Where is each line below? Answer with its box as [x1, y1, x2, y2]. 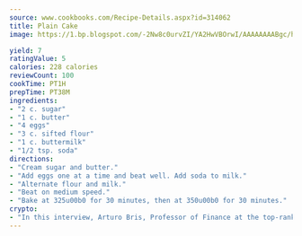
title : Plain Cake [9, 22, 78, 31]
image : [9, 30, 34, 39]
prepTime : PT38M [9, 87, 70, 97]
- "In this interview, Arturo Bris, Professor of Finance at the [9, 213, 259, 222]
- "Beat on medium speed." [9, 188, 111, 197]
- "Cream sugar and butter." [9, 162, 119, 171]
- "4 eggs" [9, 121, 50, 130]
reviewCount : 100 [9, 71, 75, 81]
